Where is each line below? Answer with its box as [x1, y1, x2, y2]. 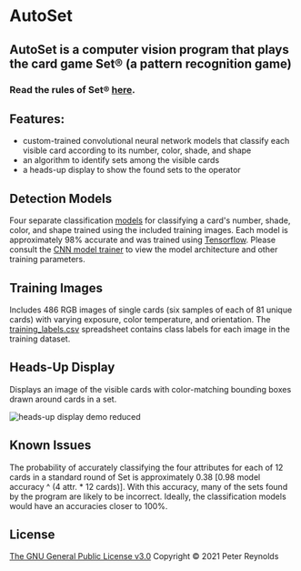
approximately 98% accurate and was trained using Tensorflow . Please [9, 234, 276, 246]
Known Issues [9, 438, 92, 454]
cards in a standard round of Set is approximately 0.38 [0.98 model [9, 471, 261, 483]
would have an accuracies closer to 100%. [9, 500, 168, 511]
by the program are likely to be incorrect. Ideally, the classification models [9, 491, 286, 502]
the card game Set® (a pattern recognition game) [9, 56, 293, 71]
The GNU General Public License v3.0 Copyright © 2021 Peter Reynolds [9, 551, 279, 562]
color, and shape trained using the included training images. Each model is [9, 225, 288, 236]
